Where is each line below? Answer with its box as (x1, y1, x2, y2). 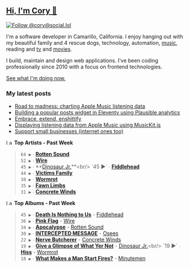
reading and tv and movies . (6, 45, 72, 52)
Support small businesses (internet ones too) (14, 128, 124, 135)
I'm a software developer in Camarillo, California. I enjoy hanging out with (6, 33, 183, 40)
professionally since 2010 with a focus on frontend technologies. (6, 63, 163, 70)
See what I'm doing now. (6, 74, 66, 81)
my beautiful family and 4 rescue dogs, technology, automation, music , (6, 39, 178, 46)
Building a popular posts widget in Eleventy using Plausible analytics (14, 109, 180, 116)
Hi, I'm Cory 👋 (6, 6, 58, 16)
